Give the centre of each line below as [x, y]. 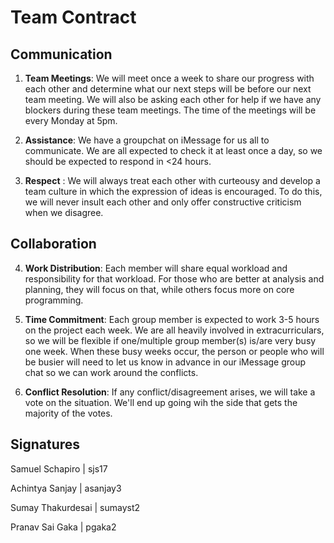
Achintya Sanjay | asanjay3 [66, 488]
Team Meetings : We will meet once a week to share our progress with [169, 78]
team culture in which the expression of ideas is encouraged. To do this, [173, 191]
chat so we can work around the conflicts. [111, 372]
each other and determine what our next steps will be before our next [168, 89]
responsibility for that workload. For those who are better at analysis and [174, 278]
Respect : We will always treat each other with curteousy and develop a [172, 180]
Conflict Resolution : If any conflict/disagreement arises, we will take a [170, 392]
